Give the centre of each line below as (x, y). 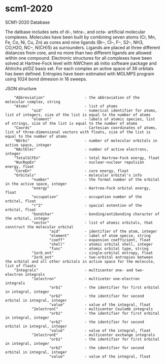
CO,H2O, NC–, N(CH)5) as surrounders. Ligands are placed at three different (83, 47)
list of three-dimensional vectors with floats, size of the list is (78, 132)
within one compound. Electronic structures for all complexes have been (79, 58)
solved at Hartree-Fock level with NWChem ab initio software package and (81, 63)
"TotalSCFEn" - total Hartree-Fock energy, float (87, 158)
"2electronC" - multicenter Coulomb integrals (92, 309)
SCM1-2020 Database (28, 22)
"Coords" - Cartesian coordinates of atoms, (86, 128)
